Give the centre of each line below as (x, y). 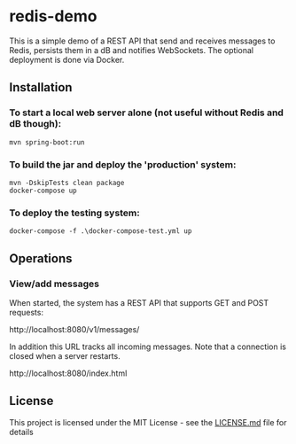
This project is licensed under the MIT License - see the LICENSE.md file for (148, 422)
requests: (27, 312)
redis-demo (53, 16)
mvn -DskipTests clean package (67, 183)
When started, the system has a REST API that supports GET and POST (139, 302)
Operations (41, 258)
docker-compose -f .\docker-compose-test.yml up (101, 231)
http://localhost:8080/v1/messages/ (74, 329)
